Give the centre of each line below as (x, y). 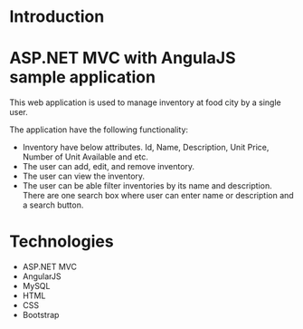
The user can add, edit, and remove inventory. (109, 167)
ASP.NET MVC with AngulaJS (123, 58)
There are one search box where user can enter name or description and (158, 196)
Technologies (62, 242)
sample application (83, 77)
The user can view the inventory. (84, 176)
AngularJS (42, 276)
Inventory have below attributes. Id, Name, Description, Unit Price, (146, 148)
